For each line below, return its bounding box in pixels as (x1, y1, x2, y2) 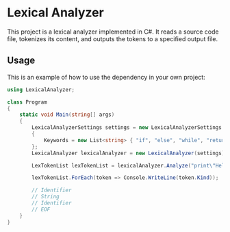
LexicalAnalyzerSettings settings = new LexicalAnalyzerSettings (31, 124, 222, 131)
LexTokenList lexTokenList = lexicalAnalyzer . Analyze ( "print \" (31, 162, 216, 169)
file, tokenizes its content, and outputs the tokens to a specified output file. (7, 34, 218, 43)
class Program (7, 98, 48, 106)
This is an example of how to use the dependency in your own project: (7, 73, 205, 81)
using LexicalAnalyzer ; (7, 86, 75, 93)
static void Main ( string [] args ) (19, 111, 115, 118)
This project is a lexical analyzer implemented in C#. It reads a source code (7, 27, 219, 36)
